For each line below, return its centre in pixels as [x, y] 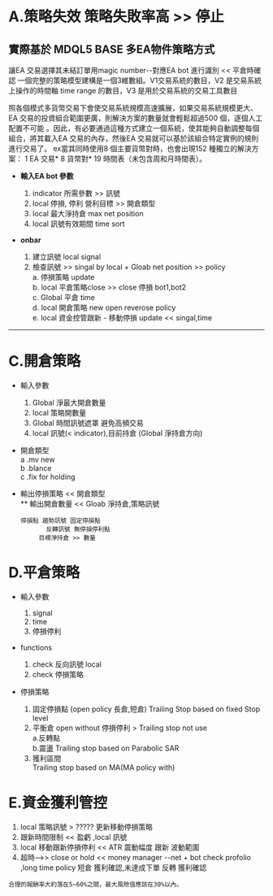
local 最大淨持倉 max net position [88, 213]
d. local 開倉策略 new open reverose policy [104, 307]
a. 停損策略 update [63, 277]
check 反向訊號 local [67, 664]
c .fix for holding [48, 476]
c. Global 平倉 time [64, 297]
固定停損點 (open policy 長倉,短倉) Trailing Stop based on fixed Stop [146, 709]
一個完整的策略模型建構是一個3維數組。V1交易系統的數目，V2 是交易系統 [140, 80]
